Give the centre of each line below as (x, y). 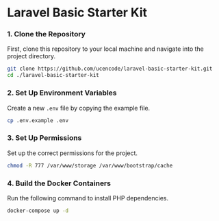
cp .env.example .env (38, 120)
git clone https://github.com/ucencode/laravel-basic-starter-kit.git (110, 69)
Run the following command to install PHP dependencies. (88, 198)
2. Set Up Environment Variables (62, 93)
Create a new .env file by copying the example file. (79, 108)
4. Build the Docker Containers (59, 183)
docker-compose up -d (38, 211)
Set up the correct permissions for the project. (73, 153)
